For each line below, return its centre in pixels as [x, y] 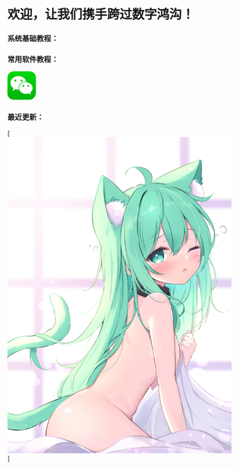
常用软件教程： [33, 60]
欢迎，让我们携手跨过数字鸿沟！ [101, 15]
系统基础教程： [33, 38]
